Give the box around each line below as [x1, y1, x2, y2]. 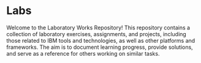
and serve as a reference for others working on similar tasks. [6, 50, 160, 57]
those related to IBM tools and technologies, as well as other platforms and [6, 37, 195, 44]
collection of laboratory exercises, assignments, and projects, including [6, 30, 187, 37]
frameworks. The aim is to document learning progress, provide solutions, [6, 43, 193, 51]
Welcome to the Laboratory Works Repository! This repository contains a [6, 24, 191, 31]
